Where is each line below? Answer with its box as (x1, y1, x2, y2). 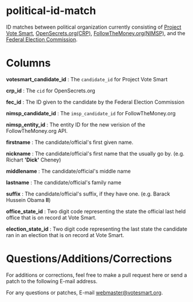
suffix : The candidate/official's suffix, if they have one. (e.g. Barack (6, 190, 171, 197)
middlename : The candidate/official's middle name (6, 167, 131, 174)
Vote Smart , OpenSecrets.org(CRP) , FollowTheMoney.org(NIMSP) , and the (6, 29, 185, 36)
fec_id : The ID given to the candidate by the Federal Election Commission (6, 98, 185, 105)
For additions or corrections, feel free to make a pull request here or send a (6, 271, 187, 279)
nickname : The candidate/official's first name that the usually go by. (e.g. (6, 150, 185, 157)
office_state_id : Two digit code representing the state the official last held (6, 208, 186, 215)
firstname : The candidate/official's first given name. (6, 139, 133, 146)
